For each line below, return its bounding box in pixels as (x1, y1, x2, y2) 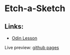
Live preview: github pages (4, 45, 59, 50)
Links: (4, 22, 24, 31)
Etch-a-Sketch (4, 3, 66, 14)
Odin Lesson (11, 35, 38, 41)
